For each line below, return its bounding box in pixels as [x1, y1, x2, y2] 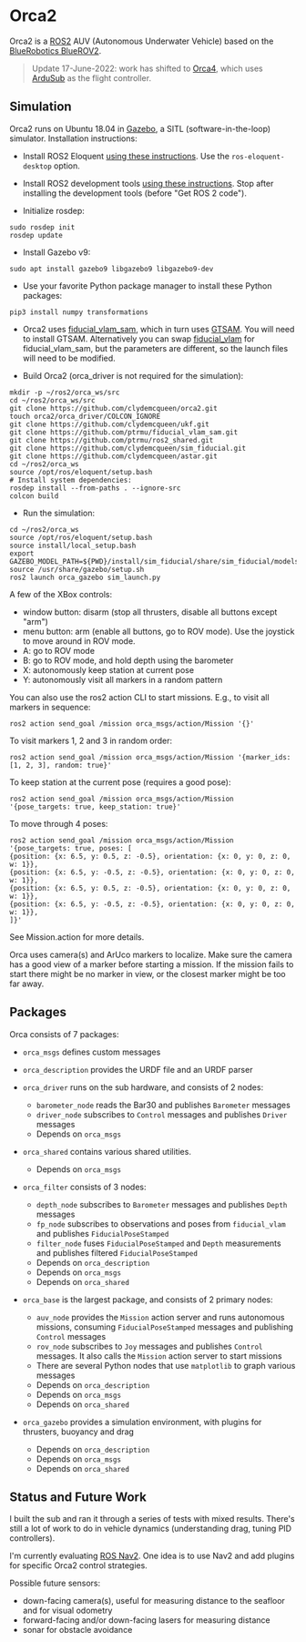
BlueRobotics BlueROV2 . [9, 45, 102, 56]
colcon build [9, 491, 59, 501]
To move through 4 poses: [9, 818, 108, 829]
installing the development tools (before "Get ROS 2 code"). [22, 188, 248, 199]
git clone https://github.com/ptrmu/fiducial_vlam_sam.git [9, 427, 239, 437]
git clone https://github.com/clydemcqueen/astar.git [9, 452, 219, 461]
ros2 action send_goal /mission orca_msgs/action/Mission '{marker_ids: [9, 752, 291, 761]
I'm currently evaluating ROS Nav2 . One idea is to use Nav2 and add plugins [9, 1550, 295, 1562]
